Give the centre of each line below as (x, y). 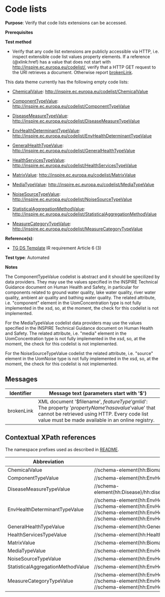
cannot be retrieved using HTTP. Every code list (93, 414)
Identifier (21, 393)
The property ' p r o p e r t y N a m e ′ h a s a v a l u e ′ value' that (97, 408)
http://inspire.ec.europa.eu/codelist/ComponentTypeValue (71, 106)
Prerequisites (19, 32)
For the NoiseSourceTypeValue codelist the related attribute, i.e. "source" (79, 353)
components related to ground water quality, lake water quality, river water (81, 292)
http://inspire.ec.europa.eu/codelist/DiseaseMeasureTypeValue (76, 121)
